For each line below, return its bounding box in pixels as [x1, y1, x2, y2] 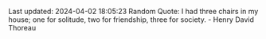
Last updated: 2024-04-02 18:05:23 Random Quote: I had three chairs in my [8, 7, 259, 16]
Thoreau [8, 23, 37, 32]
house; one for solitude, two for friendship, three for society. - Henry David [8, 15, 255, 24]
